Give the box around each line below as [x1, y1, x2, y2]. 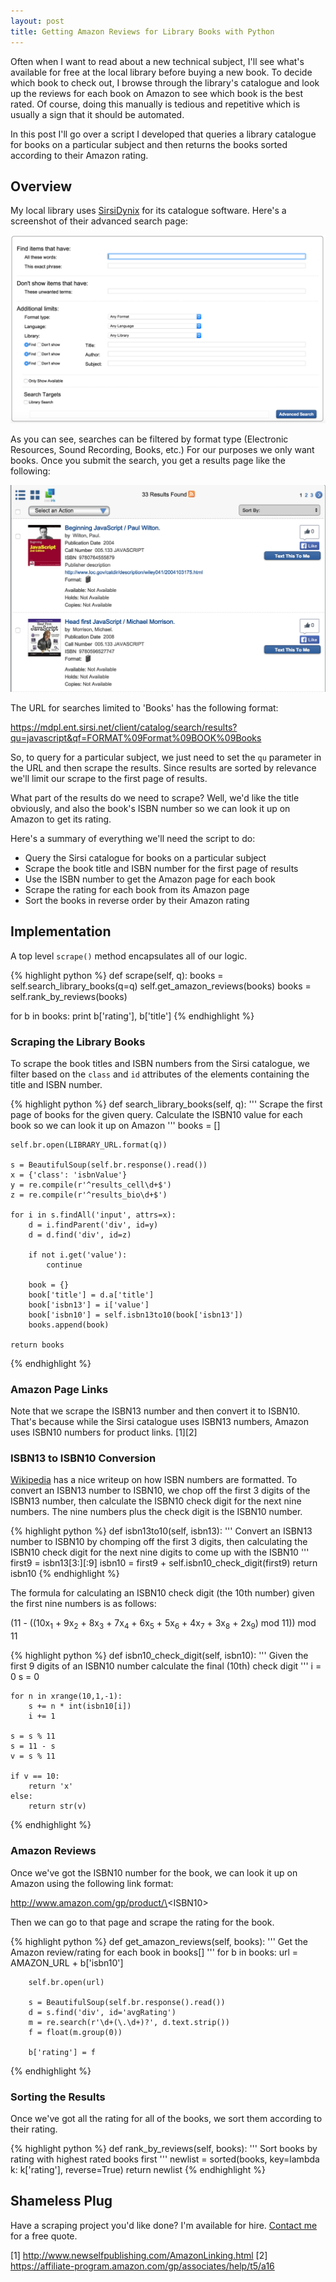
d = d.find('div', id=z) [28, 1230, 132, 1240]
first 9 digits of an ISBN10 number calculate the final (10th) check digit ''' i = [10, 1660, 322, 1672]
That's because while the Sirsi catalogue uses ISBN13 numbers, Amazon [10, 1416, 310, 1428]
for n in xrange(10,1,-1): [10, 1691, 123, 1702]
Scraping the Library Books [10, 1035, 146, 1049]
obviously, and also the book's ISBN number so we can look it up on [10, 802, 291, 814]
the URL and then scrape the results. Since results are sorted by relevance [10, 761, 317, 774]
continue [46, 1260, 83, 1270]
